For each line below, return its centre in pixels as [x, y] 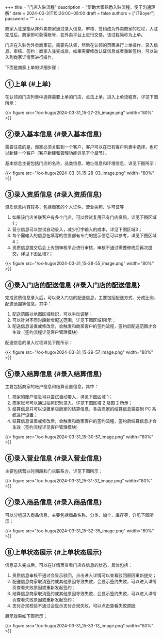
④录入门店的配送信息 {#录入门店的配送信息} [73, 285]
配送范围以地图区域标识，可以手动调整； [52, 314]
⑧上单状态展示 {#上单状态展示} [54, 552]
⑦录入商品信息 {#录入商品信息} [54, 502]
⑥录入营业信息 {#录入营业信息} [54, 458]
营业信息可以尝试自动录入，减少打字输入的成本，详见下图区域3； [77, 229]
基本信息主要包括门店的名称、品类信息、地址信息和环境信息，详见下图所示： [81, 163]
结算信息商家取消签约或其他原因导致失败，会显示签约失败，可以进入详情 [84, 593]
